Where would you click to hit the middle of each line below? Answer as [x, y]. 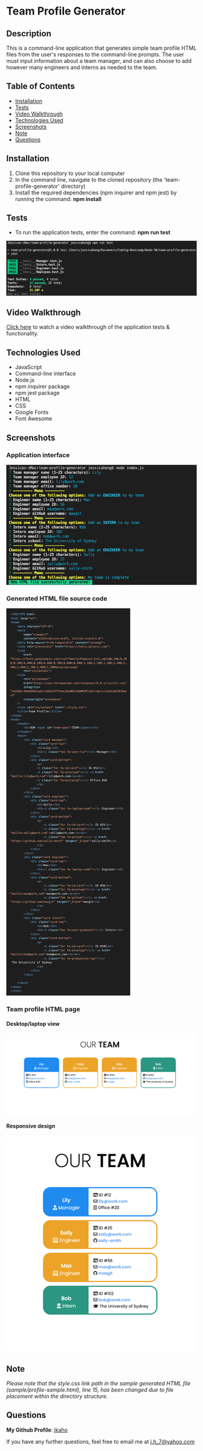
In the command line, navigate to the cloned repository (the [89, 179]
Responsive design [31, 1126]
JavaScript [28, 367]
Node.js [25, 380]
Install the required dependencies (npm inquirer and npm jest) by [96, 193]
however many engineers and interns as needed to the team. [82, 67]
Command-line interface [45, 374]
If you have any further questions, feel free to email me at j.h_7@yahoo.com [101, 1441]
